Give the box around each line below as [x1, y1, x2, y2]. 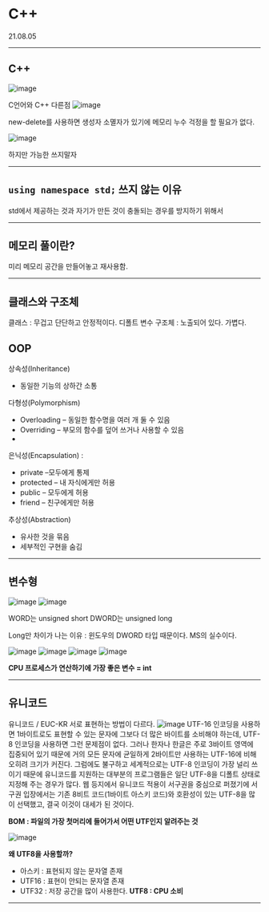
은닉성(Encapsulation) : [8, 451, 84, 460]
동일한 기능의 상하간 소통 [19, 381, 98, 390]
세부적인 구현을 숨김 [19, 542, 82, 551]
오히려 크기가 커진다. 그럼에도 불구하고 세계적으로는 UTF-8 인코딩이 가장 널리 [8, 759, 250, 768]
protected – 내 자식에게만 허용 [19, 478, 116, 487]
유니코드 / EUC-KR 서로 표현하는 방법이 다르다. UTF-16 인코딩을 [8, 719, 239, 728]
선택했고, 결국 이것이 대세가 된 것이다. [16, 799, 134, 809]
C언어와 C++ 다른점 [8, 99, 71, 109]
